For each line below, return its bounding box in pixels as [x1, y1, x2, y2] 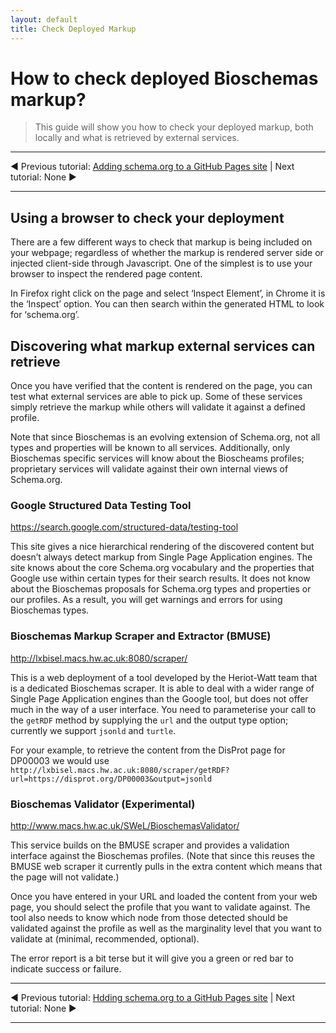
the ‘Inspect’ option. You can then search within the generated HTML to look [10, 298, 325, 310]
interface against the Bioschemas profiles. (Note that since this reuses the [10, 849, 316, 861]
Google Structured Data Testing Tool [10, 498, 192, 512]
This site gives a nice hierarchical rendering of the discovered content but [10, 541, 315, 553]
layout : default [10, 14, 78, 25]
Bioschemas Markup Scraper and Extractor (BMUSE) [10, 629, 272, 643]
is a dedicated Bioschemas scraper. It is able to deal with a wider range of [10, 682, 315, 694]
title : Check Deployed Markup [10, 24, 137, 34]
